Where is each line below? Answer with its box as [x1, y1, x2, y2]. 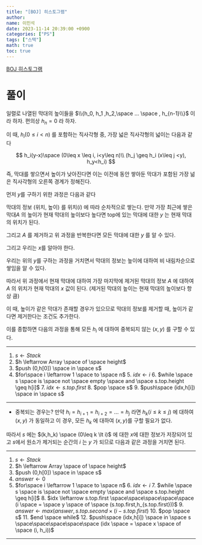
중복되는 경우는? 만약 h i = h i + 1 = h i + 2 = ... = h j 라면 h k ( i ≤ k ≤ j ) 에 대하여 [14, 408, 194, 417]
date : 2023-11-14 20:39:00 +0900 [6, 25, 90, 32]
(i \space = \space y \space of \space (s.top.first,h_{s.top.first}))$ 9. [14, 500, 184, 508]
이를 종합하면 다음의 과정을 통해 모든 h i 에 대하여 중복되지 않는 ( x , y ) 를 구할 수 [6, 326, 189, 334]
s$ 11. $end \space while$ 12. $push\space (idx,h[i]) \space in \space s [14, 513, 191, 521]
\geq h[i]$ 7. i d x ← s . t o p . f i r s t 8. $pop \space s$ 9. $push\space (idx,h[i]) [14, 384, 195, 391]
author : [6, 14, 26, 20]
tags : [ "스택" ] [6, 37, 42, 43]
